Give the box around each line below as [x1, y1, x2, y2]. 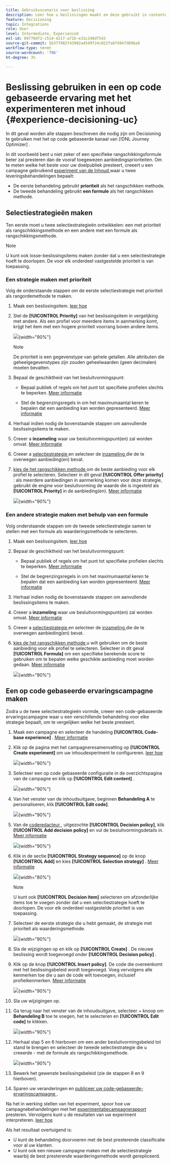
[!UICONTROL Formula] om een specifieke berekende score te [13, 650, 145, 656]
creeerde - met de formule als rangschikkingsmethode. [13, 1049, 129, 1055]
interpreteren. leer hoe [6, 1117, 53, 1123]
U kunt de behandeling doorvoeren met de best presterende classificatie [13, 1136, 165, 1143]
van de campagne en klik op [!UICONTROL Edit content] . [13, 775, 135, 781]
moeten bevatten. [13, 365, 50, 371]
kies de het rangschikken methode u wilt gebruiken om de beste [13, 640, 148, 646]
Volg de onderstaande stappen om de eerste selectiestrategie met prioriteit [6, 287, 163, 294]
